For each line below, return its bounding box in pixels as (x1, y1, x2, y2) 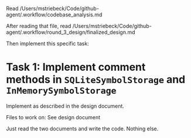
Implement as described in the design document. (6, 102, 125, 109)
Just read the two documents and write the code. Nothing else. (6, 125, 159, 132)
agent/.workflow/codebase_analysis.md (6, 11, 103, 18)
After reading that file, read (6, 23, 71, 29)
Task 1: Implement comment (6, 61, 146, 74)
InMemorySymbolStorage (6, 85, 117, 96)
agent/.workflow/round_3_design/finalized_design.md (6, 29, 136, 36)
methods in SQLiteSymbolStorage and (6, 73, 186, 87)
